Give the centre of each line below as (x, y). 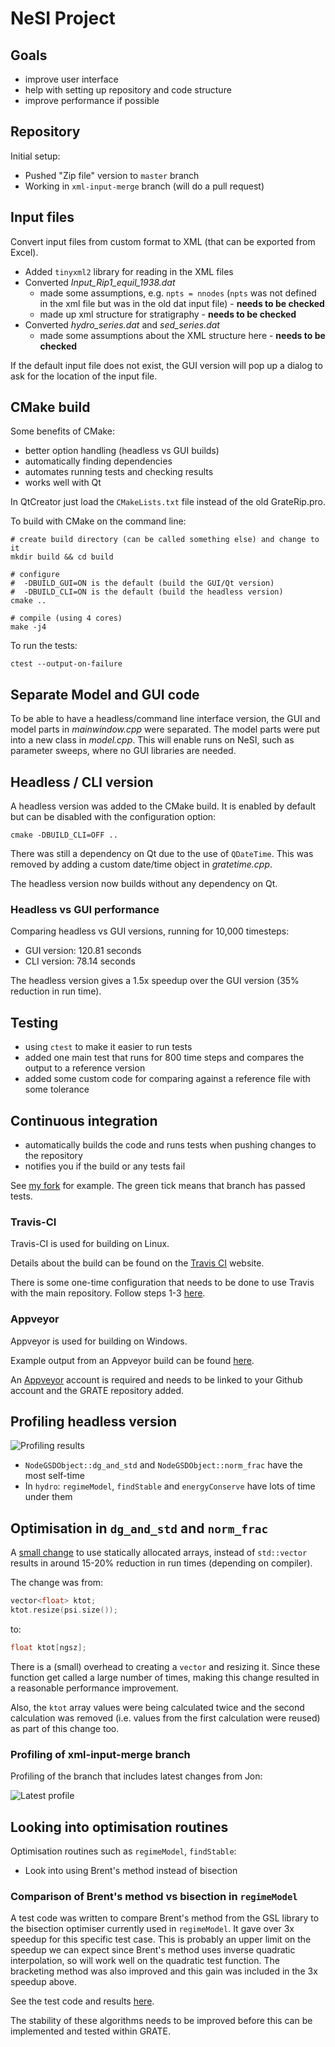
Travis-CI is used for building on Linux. (90, 1244)
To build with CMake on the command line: (98, 521)
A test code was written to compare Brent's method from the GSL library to (165, 1918)
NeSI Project (63, 18)
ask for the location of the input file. (84, 376)
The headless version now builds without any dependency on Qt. (144, 884)
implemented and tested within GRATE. (91, 2031)
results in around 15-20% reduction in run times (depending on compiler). (161, 1563)
